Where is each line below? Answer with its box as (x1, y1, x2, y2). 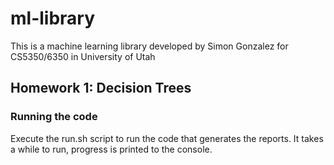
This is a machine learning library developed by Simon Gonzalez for (10, 40, 289, 52)
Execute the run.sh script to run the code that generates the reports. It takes (10, 132, 324, 144)
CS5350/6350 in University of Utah (10, 50, 156, 62)
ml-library (10, 7, 96, 30)
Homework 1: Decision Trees (10, 80, 192, 97)
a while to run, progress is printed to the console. (10, 143, 213, 155)
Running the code (10, 110, 98, 124)
